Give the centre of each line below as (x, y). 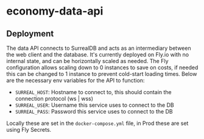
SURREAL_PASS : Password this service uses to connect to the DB (94, 111)
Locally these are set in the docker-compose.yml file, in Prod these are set (97, 123)
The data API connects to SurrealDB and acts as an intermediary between (99, 48)
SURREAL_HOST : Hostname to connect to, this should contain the (93, 92)
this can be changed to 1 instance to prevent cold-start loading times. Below (102, 74)
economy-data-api (55, 11)
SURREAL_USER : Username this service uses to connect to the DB (95, 105)
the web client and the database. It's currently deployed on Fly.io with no (98, 55)
